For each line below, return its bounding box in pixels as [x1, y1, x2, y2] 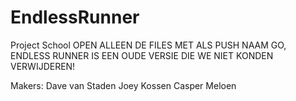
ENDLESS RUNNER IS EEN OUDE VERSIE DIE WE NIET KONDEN [10, 49, 274, 61]
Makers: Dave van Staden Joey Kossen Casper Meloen [10, 79, 237, 91]
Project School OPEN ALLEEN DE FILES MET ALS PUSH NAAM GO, [10, 39, 287, 51]
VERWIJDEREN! [10, 60, 76, 72]
